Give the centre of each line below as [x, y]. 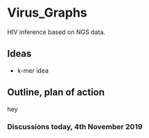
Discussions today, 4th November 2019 [75, 127]
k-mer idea [33, 70]
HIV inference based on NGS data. [56, 32]
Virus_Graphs [47, 13]
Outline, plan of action [56, 93]
